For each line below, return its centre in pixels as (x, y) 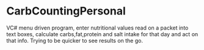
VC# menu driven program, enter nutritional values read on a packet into (97, 28)
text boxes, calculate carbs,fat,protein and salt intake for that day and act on (102, 34)
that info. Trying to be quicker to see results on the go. (75, 40)
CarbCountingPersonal (66, 11)
